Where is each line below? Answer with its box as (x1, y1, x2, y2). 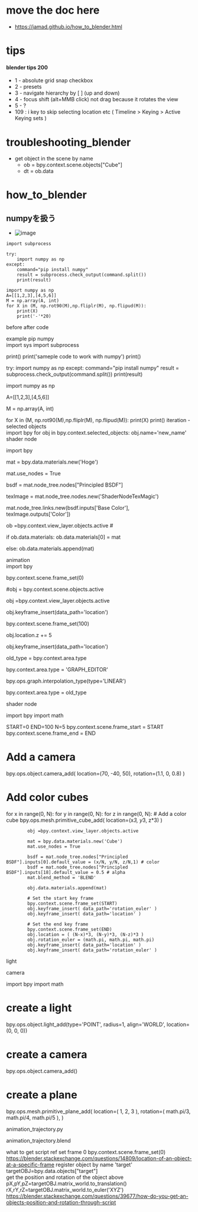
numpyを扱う (6, 213, 56, 223)
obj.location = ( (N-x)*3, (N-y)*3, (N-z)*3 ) (27, 932, 144, 938)
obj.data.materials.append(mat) (27, 885, 108, 891)
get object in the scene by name (14, 155, 93, 162)
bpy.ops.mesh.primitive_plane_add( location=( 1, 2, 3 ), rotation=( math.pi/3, (6, 1108, 191, 1115)
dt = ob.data (23, 168, 54, 175)
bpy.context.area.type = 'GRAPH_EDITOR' (6, 666, 108, 673)
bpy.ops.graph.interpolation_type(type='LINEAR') (6, 677, 126, 684)
